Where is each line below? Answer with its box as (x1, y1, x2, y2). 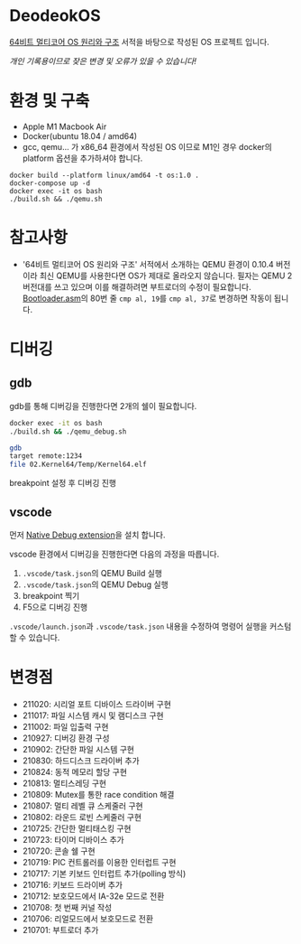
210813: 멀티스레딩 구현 (22, 778, 106, 789)
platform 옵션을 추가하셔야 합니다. (22, 153, 143, 164)
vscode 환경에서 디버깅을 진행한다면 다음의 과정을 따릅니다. (9, 548, 220, 559)
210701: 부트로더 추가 (22, 924, 99, 935)
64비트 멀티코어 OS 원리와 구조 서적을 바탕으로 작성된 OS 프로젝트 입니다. (9, 36, 270, 47)
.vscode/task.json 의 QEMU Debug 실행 (22, 579, 169, 590)
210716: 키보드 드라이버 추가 (22, 879, 123, 890)
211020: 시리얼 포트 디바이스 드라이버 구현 (22, 698, 171, 709)
